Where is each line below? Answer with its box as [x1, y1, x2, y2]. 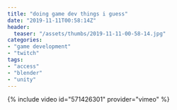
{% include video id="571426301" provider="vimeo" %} [7, 95, 170, 104]
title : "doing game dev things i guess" [7, 10, 129, 18]
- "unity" [7, 75, 37, 83]
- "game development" [7, 43, 72, 50]
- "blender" [7, 69, 42, 76]
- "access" [7, 63, 40, 70]
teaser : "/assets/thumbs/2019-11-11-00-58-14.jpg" [13, 30, 166, 37]
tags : [7, 56, 23, 63]
